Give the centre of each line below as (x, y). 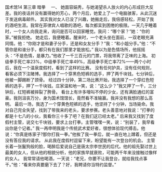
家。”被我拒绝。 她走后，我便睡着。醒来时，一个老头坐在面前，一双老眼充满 (80, 37)
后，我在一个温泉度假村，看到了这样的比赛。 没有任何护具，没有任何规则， (80, 68)
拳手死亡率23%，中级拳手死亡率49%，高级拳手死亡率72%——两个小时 (80, 62)
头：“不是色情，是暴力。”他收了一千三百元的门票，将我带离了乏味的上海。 (78, 55)
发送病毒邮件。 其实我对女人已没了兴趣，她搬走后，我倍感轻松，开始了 (79, 19)
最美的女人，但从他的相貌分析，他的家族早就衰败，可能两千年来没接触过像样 (81, 152)
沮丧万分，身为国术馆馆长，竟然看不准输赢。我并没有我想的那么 (85, 98)
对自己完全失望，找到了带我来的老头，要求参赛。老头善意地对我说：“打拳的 (80, 110)
